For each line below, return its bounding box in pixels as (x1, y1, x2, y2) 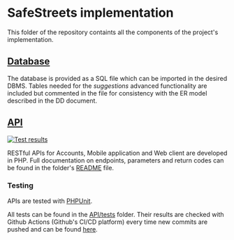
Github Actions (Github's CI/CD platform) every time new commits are (7, 218, 208, 226)
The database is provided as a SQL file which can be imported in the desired (7, 74, 228, 82)
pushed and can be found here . (7, 225, 98, 233)
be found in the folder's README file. (7, 163, 114, 172)
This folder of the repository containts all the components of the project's (7, 28, 219, 36)
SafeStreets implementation (7, 5, 174, 21)
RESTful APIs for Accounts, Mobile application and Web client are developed (7, 149, 228, 157)
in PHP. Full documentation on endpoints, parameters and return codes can (7, 156, 224, 165)
